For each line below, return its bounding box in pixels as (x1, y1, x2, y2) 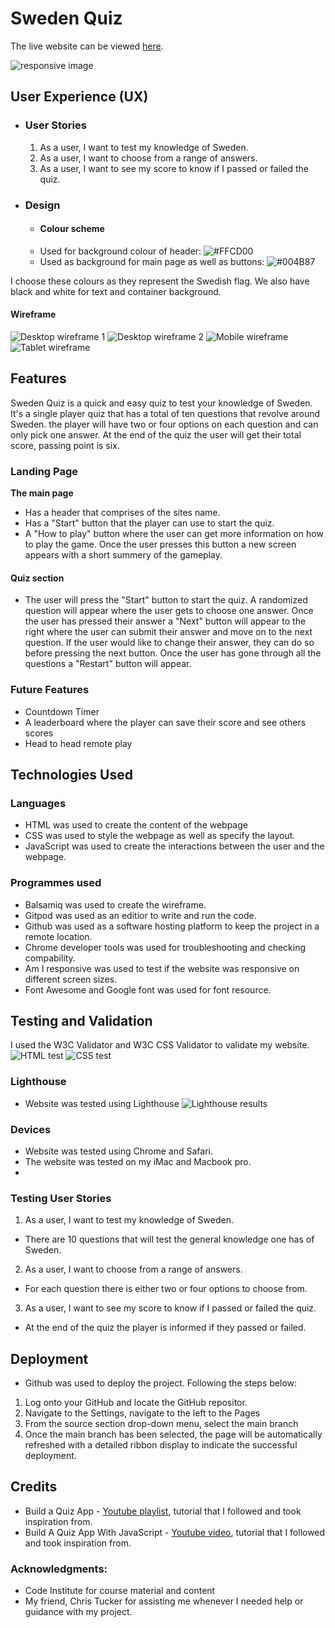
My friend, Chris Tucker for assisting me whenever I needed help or (24, 1595, 304, 1607)
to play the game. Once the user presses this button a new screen (24, 538, 297, 551)
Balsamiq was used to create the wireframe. (24, 898, 207, 911)
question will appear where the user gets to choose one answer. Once (24, 605, 314, 617)
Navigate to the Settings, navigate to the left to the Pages (24, 1407, 261, 1419)
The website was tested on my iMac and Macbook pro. (24, 1155, 252, 1167)
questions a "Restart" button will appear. (24, 658, 192, 670)
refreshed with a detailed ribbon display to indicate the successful (24, 1439, 298, 1451)
